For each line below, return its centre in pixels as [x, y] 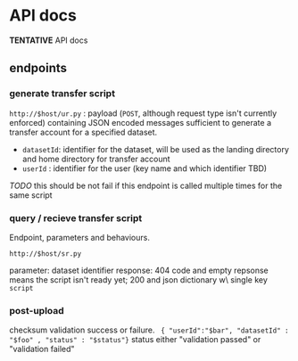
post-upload [37, 310]
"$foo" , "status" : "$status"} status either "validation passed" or [135, 340]
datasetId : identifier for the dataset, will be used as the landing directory [156, 149]
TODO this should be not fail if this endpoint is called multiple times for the [146, 185]
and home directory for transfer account [96, 159]
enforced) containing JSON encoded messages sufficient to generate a [141, 122]
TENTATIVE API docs [49, 40]
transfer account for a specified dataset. [83, 132]
